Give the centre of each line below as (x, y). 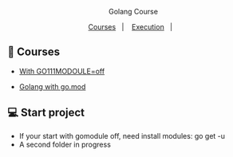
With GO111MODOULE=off (62, 71)
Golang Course (133, 12)
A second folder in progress (65, 144)
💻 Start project (46, 113)
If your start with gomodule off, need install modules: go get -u (122, 135)
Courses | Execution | (130, 27)
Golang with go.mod (52, 86)
